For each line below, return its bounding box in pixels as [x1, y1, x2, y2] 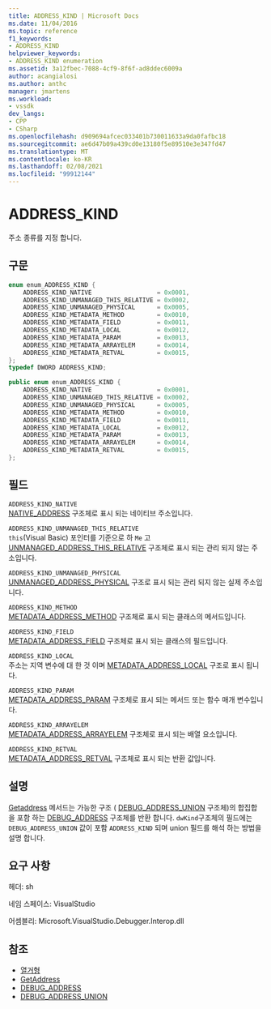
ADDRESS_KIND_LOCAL [8, 652, 74, 661]
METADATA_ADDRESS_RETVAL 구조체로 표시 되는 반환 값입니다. [8, 753, 216, 763]
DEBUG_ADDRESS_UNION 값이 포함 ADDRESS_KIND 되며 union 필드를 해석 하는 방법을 [8, 823, 262, 832]
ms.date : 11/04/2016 [8, 19, 78, 28]
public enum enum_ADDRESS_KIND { [8, 378, 121, 387]
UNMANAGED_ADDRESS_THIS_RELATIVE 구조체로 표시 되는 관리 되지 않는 [8, 542, 250, 552]
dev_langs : [8, 110, 45, 118]
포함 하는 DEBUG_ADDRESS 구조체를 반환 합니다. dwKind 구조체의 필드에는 [16, 812, 253, 823]
